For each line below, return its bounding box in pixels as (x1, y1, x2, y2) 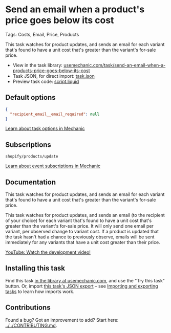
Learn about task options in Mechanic (5, 125, 85, 131)
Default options (5, 93, 56, 102)
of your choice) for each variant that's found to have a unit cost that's (5, 217, 152, 224)
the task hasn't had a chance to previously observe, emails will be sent (5, 234, 155, 240)
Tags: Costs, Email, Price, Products (5, 31, 79, 37)
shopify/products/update (5, 154, 58, 159)
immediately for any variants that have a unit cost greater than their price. (5, 239, 160, 245)
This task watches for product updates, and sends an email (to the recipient (5, 212, 165, 218)
